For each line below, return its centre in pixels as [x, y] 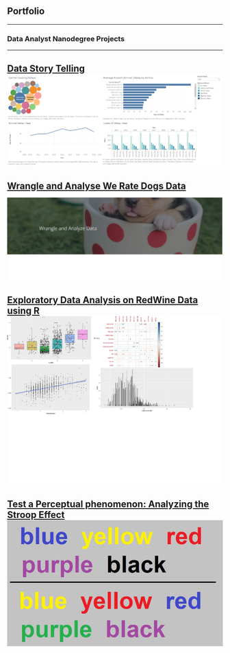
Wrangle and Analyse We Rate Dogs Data [97, 186]
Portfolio [26, 11]
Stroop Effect [36, 515]
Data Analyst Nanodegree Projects [66, 38]
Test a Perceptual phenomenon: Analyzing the [108, 504]
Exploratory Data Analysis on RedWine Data [103, 300]
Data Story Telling [46, 68]
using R [23, 310]
